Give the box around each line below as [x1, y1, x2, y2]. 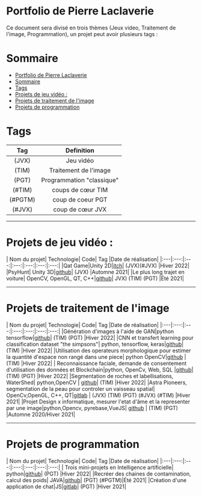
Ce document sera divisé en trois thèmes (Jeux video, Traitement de [6, 24, 176, 31]
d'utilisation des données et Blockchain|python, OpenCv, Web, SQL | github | [6, 366, 194, 373]
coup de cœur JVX [53, 205, 107, 213]
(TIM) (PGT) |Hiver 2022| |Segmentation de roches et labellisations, [6, 372, 174, 379]
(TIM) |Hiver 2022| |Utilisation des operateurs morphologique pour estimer [6, 347, 191, 354]
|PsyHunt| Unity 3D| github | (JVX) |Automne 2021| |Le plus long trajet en [6, 268, 185, 275]
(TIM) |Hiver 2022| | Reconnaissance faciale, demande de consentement [6, 360, 187, 367]
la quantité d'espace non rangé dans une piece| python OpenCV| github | [6, 353, 186, 360]
